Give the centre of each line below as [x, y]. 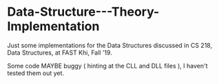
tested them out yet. [35, 73]
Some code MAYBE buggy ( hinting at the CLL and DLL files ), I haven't [107, 66]
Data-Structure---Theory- [83, 12]
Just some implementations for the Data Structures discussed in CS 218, [109, 45]
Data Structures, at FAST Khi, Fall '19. [60, 53]
